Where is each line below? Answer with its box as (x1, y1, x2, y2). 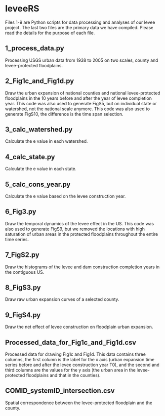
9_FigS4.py (5, 311, 41, 319)
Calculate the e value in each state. (5, 166, 77, 172)
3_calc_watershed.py (5, 125, 73, 133)
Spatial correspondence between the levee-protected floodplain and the (5, 400, 153, 406)
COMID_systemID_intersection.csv (5, 386, 115, 395)
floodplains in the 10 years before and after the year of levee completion (5, 95, 152, 101)
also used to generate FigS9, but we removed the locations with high (5, 226, 145, 232)
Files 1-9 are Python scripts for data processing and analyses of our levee (5, 19, 156, 25)
